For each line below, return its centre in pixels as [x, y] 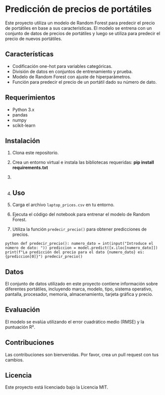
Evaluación [23, 310]
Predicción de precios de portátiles [79, 9]
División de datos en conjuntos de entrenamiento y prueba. [72, 71]
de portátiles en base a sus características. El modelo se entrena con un [79, 28]
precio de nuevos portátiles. [34, 39]
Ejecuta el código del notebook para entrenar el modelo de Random [81, 215]
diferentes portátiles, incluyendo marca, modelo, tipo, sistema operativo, [79, 289]
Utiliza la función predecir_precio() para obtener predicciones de [79, 229]
